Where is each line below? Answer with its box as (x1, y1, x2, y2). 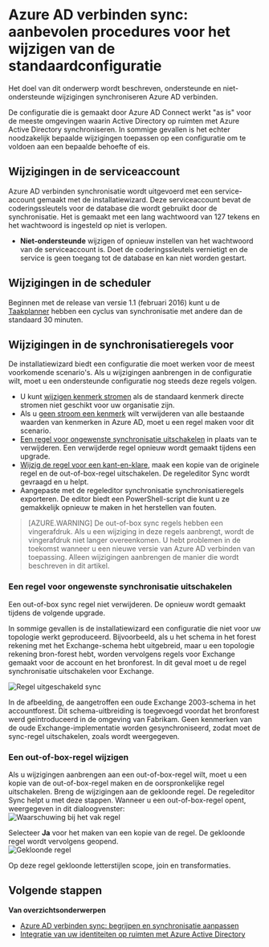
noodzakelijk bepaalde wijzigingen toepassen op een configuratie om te (8, 133, 247, 142)
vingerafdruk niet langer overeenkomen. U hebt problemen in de (27, 536, 241, 545)
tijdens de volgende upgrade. (8, 608, 106, 618)
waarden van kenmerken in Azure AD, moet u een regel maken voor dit (19, 418, 255, 427)
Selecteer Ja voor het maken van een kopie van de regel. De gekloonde (8, 827, 246, 837)
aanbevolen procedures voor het (8, 22, 231, 41)
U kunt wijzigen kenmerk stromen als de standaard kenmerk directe (19, 392, 244, 402)
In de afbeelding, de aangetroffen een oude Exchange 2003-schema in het (8, 697, 256, 707)
